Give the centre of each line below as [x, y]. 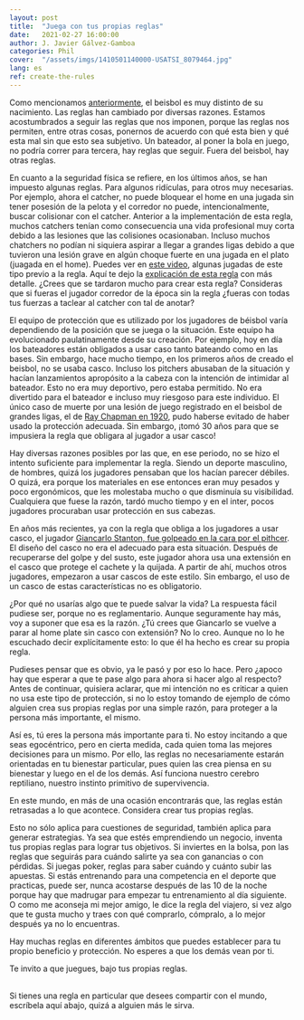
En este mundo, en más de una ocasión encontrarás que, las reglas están [146, 800]
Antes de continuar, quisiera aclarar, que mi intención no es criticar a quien [149, 688]
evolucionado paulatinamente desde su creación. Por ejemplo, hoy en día [146, 339]
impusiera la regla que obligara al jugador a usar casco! [113, 435]
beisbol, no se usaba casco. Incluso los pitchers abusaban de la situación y [150, 368]
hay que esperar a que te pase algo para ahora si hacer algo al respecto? [146, 679]
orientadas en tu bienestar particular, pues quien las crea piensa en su [140, 763]
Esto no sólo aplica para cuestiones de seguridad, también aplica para [140, 827]
